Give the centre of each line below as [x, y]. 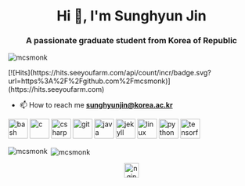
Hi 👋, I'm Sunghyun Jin [132, 16]
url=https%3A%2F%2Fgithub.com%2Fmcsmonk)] [89, 81]
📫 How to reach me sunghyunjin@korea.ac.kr [96, 105]
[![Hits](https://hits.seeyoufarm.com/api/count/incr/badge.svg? [110, 73]
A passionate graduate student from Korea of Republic [132, 41]
